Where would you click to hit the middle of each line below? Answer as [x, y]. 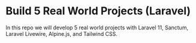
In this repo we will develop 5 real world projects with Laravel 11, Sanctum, [97, 27]
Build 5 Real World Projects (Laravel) [98, 11]
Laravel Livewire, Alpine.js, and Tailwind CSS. [61, 33]
